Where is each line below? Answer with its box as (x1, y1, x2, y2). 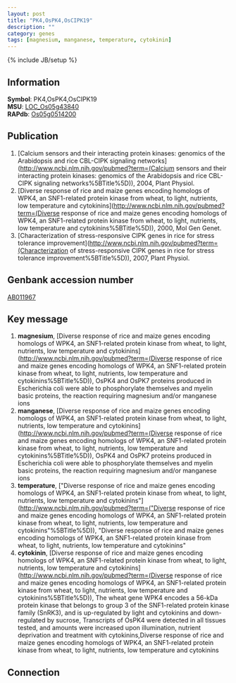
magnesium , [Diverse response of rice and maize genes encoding (17, 332, 211, 340)
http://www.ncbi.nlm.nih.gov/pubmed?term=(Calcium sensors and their (20, 163, 227, 173)
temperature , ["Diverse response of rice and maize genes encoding (17, 482, 216, 490)
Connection (7, 666, 60, 678)
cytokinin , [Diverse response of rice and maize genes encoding (17, 549, 203, 557)
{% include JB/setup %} (7, 56, 77, 64)
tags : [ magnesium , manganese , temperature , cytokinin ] (7, 37, 172, 44)
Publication (7, 130, 58, 142)
